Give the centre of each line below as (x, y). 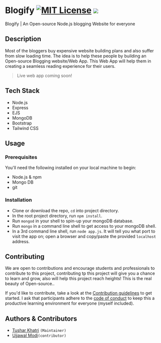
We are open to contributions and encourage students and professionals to (80, 268)
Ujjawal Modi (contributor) (39, 335)
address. (21, 241)
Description (23, 39)
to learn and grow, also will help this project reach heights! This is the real (78, 279)
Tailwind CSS (25, 128)
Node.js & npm (27, 177)
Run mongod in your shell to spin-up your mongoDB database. (73, 221)
